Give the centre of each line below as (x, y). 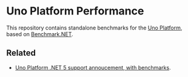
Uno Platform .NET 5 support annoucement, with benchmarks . (93, 67)
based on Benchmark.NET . (40, 34)
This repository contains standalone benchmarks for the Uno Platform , (94, 28)
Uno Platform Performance (75, 11)
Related (21, 53)
